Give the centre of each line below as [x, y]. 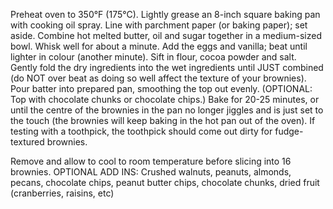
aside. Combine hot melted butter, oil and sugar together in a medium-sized [166, 35]
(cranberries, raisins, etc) [62, 193]
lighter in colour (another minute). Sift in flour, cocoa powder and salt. [153, 57]
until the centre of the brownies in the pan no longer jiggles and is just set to [167, 110]
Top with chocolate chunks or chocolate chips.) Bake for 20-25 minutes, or [165, 99]
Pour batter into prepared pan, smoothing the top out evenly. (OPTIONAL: [161, 88]
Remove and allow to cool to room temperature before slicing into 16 [151, 161]
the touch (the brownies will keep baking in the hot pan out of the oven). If [163, 120]
